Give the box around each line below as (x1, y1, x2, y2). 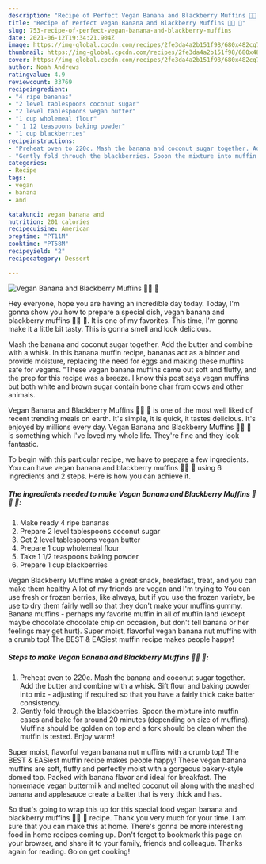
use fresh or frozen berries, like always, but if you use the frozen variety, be (8, 592, 256, 601)
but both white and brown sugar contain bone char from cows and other (8, 382, 244, 391)
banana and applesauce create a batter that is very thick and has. (8, 789, 222, 798)
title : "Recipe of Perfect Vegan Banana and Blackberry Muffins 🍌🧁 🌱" (8, 19, 246, 27)
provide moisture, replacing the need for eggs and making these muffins (8, 356, 244, 366)
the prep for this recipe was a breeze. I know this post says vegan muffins (8, 373, 249, 382)
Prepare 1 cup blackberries (19, 560, 108, 570)
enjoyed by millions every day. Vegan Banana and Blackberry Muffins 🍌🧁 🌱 (8, 422, 252, 432)
